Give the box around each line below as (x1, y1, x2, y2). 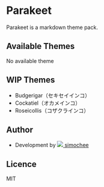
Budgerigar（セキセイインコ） (14, 91, 91, 99)
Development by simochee (14, 142, 89, 149)
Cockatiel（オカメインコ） (14, 99, 81, 107)
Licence (6, 159, 37, 169)
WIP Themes (6, 75, 55, 85)
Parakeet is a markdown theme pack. (6, 24, 98, 31)
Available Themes (6, 41, 75, 51)
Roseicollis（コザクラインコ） (14, 107, 89, 114)
